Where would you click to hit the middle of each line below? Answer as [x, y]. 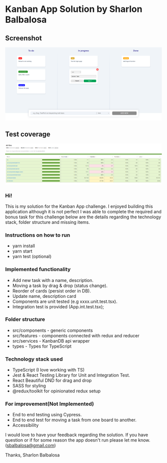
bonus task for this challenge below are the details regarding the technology [83, 217]
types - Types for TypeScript [42, 346]
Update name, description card [44, 296]
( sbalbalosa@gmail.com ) [31, 446]
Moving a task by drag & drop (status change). [60, 285]
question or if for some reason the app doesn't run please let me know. [78, 440]
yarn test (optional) [32, 257]
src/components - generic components [52, 330]
